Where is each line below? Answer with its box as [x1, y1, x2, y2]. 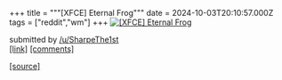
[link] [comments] [9, 44, 75, 54]
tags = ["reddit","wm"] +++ [9, 17, 109, 28]
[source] [9, 61, 41, 71]
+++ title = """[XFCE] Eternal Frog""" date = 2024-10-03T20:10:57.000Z [9, 8, 274, 18]
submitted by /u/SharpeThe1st [9, 35, 119, 44]
